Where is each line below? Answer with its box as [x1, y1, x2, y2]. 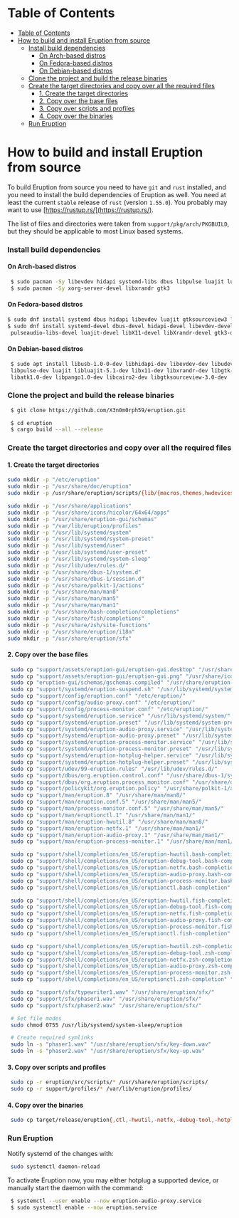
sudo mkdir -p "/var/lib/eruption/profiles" [7, 522, 142, 530]
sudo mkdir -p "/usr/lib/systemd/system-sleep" [7, 555, 152, 563]
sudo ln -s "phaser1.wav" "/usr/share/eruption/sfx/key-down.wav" [10, 1041, 212, 1048]
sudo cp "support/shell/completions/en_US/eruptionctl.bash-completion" [10, 884, 231, 891]
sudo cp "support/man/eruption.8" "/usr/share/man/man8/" [10, 792, 186, 799]
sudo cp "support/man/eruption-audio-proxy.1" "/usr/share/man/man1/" [10, 831, 224, 839]
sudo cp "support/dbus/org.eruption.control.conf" [10, 772, 164, 779]
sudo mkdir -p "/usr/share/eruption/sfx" [7, 635, 132, 642]
